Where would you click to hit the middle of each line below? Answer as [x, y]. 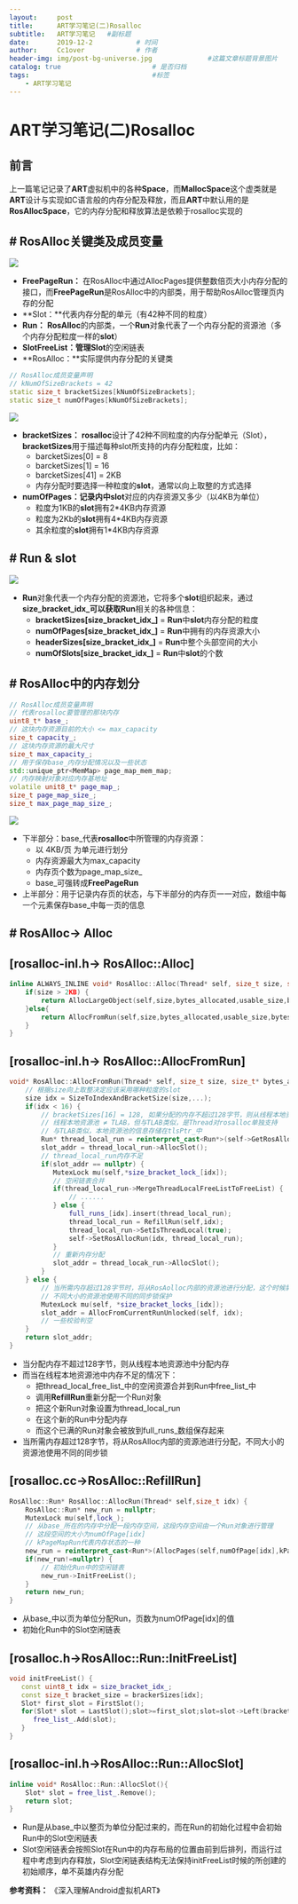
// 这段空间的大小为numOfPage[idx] [86, 1535]
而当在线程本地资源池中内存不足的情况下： [100, 1375]
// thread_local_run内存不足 [92, 1156]
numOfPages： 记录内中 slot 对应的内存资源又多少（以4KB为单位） [143, 496]
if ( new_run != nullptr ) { [69, 1559]
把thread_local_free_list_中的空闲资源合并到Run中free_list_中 [146, 1386]
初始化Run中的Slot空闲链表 [71, 1630]
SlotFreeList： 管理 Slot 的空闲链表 [83, 348]
